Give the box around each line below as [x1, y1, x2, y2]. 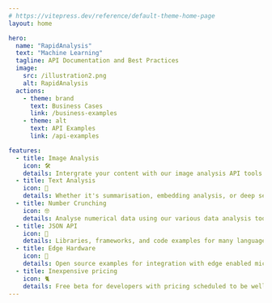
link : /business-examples [29, 109, 117, 117]
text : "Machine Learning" [15, 49, 104, 58]
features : [8, 147, 42, 155]
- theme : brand [23, 94, 74, 102]
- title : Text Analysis [15, 177, 96, 185]
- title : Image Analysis [15, 154, 100, 162]
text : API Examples [29, 125, 96, 133]
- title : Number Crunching [15, 199, 107, 207]
